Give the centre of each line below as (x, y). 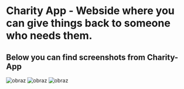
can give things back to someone (88, 23)
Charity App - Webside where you (90, 11)
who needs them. (49, 36)
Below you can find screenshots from (76, 57)
